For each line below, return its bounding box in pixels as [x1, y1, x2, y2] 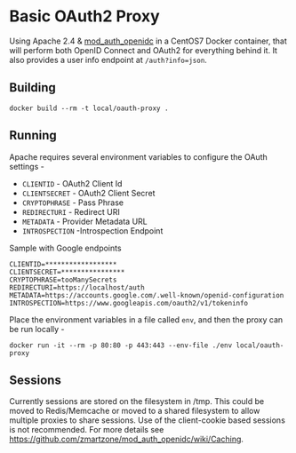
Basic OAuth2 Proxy [9, 6, 160, 27]
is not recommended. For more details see [9, 425, 164, 435]
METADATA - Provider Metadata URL [21, 216, 148, 226]
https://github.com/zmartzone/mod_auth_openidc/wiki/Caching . [9, 433, 244, 445]
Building [9, 80, 56, 95]
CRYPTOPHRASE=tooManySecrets [9, 275, 117, 284]
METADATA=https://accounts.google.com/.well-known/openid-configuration [9, 290, 284, 299]
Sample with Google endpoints [9, 242, 122, 253]
